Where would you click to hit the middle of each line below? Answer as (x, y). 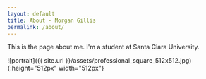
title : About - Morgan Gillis (52, 20)
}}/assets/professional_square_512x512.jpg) (128, 61)
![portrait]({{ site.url (36, 61)
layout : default (31, 14)
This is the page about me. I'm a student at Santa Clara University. (103, 47)
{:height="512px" (32, 68)
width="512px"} (81, 68)
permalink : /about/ (36, 27)
